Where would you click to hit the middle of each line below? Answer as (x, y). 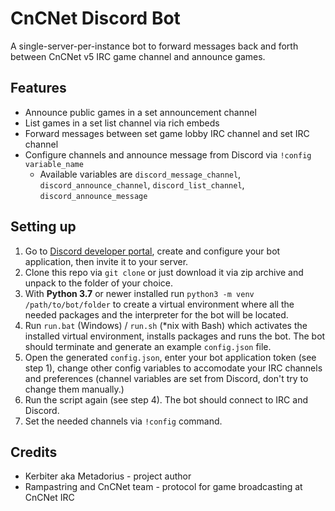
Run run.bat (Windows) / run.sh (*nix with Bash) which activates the (166, 325)
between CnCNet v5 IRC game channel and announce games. (138, 56)
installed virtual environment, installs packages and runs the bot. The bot (175, 336)
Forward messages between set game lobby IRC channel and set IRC (167, 133)
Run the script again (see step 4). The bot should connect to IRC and (166, 399)
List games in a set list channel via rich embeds (122, 123)
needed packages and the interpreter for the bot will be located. (156, 314)
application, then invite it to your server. (106, 261)
